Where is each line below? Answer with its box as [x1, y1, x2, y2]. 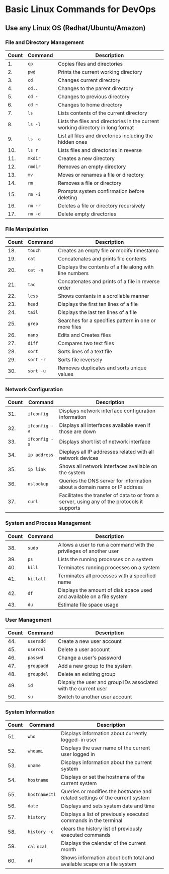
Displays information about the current [61, 759, 152, 766]
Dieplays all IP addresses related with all [59, 448, 154, 455]
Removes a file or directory [57, 179, 122, 186]
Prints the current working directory [57, 68, 142, 75]
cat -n [27, 267, 44, 273]
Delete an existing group [57, 671, 116, 678]
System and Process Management [5, 520, 91, 527]
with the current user [57, 685, 108, 692]
